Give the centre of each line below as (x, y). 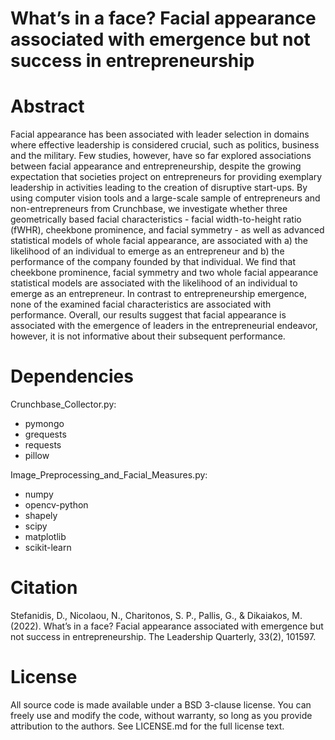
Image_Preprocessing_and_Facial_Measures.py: (109, 475)
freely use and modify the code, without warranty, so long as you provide (161, 715)
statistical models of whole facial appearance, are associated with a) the (159, 241)
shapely (41, 516)
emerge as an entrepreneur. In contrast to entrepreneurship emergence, (159, 294)
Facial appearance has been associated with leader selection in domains (160, 134)
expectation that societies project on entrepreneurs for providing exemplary (166, 177)
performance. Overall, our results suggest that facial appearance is (148, 315)
